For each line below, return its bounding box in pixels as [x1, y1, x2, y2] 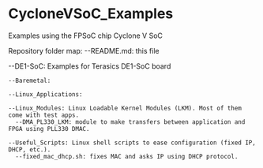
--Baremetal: [8, 77, 51, 84]
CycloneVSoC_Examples [8, 5, 174, 23]
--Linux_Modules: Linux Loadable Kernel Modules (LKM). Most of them [8, 104, 242, 112]
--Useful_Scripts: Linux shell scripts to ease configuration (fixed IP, [8, 139, 257, 147]
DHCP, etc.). [8, 145, 51, 154]
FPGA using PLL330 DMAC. [8, 125, 90, 133]
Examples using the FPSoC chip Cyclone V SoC [8, 31, 163, 40]
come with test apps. [8, 111, 80, 119]
